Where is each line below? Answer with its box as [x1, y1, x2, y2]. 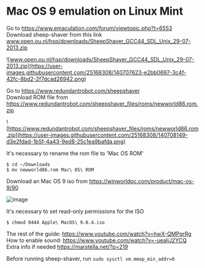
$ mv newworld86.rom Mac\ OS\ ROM [6, 167, 95, 173]
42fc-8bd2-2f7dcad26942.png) [6, 75, 87, 82]
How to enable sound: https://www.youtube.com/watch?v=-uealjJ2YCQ [6, 236, 187, 244]
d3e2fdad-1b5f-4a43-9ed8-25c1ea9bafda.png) [6, 137, 126, 145]
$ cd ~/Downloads [6, 161, 51, 167]
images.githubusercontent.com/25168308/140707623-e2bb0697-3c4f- [6, 68, 187, 76]
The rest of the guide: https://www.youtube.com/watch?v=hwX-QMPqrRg [6, 230, 192, 237]
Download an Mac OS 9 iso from [6, 177, 88, 184]
